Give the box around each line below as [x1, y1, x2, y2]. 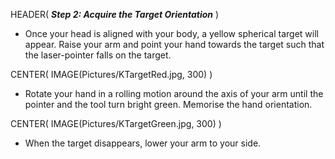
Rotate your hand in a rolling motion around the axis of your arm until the [24, 88, 324, 99]
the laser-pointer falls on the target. [24, 49, 172, 61]
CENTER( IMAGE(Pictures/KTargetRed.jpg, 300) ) [10, 69, 213, 80]
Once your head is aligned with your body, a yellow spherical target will [24, 28, 319, 39]
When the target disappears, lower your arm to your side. [24, 137, 262, 149]
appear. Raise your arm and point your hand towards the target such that [24, 39, 325, 50]
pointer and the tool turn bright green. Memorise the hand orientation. [24, 99, 313, 110]
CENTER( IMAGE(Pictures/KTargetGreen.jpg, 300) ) [10, 118, 222, 129]
